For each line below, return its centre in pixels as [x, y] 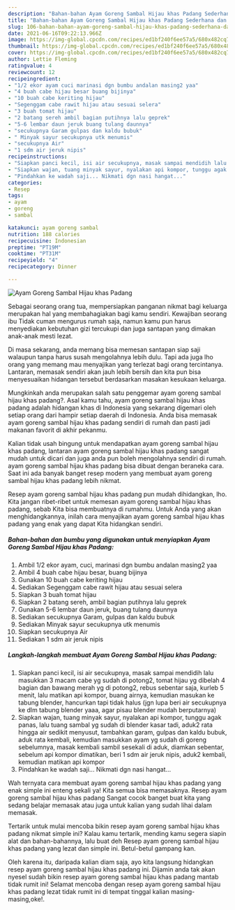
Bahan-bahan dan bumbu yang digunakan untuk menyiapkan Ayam [109, 540]
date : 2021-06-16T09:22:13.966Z [55, 33]
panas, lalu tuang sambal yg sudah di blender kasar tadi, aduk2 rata [115, 725]
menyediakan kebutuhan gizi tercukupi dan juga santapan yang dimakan [112, 328]
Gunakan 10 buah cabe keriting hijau [70, 579]
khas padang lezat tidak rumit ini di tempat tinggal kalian [89, 891]
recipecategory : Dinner [43, 267]
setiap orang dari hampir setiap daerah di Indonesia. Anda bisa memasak [113, 415]
